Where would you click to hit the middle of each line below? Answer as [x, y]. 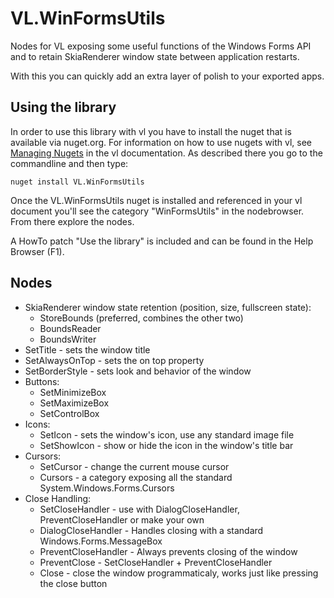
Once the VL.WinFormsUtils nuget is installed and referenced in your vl [156, 200]
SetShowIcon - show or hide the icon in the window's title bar [166, 445]
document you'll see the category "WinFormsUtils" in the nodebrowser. [157, 211]
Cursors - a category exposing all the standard [136, 477]
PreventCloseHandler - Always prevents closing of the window [168, 551]
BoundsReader [70, 328]
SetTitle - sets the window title [87, 349]
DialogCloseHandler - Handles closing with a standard [151, 530]
